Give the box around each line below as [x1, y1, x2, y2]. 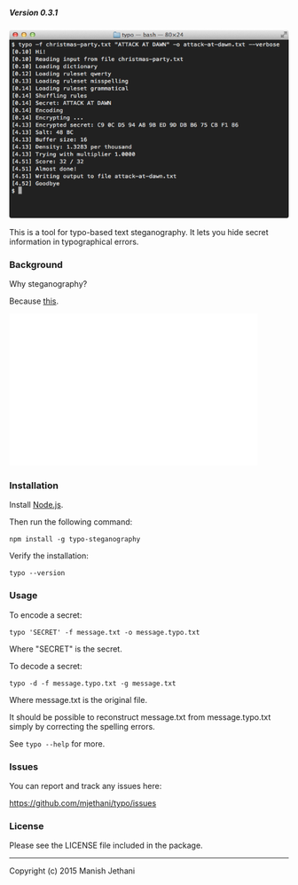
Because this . [9, 296, 59, 306]
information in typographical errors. [9, 236, 139, 247]
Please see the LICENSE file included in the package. [9, 840, 203, 851]
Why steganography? [9, 279, 88, 289]
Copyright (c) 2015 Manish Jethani [9, 865, 136, 876]
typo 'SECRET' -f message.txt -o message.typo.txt [9, 628, 200, 636]
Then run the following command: [9, 517, 133, 527]
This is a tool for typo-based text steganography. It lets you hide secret [9, 226, 269, 237]
